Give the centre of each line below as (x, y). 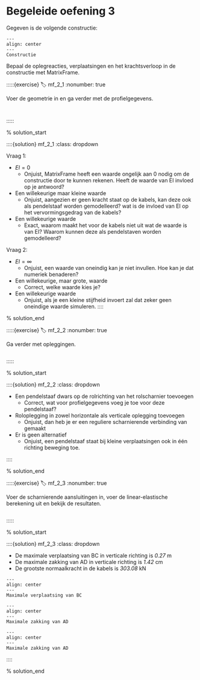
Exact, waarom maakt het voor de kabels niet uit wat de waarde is (105, 225)
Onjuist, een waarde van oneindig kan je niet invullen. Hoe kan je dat (109, 268)
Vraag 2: (17, 249)
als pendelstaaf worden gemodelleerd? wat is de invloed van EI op (106, 206)
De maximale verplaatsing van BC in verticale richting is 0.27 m (93, 555)
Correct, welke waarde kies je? (62, 287)
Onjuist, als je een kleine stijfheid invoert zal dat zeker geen (98, 300)
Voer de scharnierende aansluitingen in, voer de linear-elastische (87, 497)
